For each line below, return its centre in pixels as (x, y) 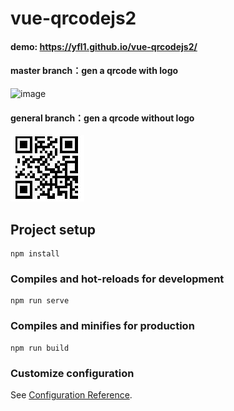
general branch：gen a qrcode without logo (102, 118)
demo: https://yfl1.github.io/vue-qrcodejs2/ (104, 46)
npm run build (40, 348)
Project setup (53, 229)
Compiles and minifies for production (102, 326)
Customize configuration (72, 373)
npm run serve (40, 301)
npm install (35, 254)
